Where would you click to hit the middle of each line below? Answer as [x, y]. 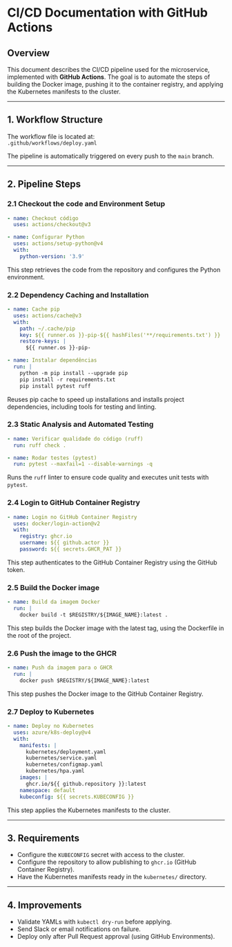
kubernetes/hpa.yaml [55, 771]
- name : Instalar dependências [52, 360]
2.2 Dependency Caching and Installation [78, 295]
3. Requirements [43, 838]
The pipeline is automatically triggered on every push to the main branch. [110, 156]
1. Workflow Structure [55, 120]
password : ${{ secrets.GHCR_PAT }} [71, 549]
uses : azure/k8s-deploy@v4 [52, 732]
